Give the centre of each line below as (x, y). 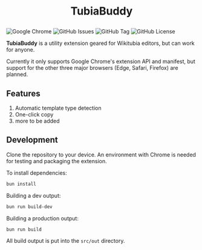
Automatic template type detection (58, 108)
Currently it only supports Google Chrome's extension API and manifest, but (101, 61)
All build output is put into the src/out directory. (66, 241)
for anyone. (21, 50)
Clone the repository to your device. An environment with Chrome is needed (101, 154)
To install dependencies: (37, 173)
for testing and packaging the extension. (57, 161)
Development (32, 140)
